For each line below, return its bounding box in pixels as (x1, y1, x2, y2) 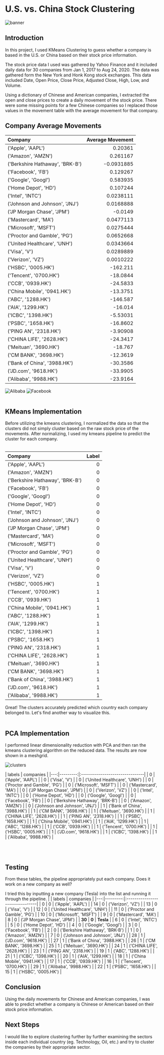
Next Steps (5, 1021, 40, 1029)
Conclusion (5, 983, 41, 991)
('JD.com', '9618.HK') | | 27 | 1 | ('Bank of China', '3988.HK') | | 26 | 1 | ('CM (5, 937, 156, 943)
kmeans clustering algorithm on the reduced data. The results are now (5, 747, 147, 753)
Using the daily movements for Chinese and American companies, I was (5, 996, 150, 1002)
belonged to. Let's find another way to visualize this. (5, 710, 111, 716)
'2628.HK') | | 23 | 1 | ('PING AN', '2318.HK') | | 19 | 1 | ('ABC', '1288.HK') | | (5, 948, 155, 954)
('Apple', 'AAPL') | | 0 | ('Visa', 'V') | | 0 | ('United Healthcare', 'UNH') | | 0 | (5, 777, 154, 783)
